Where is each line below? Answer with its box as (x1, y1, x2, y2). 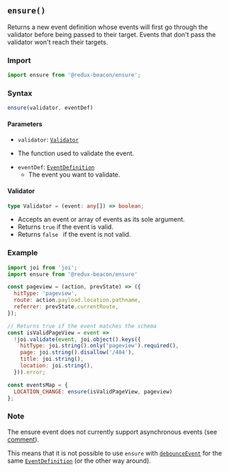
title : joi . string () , (20, 356, 84, 363)
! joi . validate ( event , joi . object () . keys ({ (13, 336, 141, 343)
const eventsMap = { (7, 381, 69, 388)
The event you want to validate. (28, 170, 121, 179)
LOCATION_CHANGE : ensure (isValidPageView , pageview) (13, 388, 173, 395)
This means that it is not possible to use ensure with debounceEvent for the (7, 449, 222, 457)
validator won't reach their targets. (7, 38, 108, 46)
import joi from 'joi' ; (7, 264, 78, 271)
